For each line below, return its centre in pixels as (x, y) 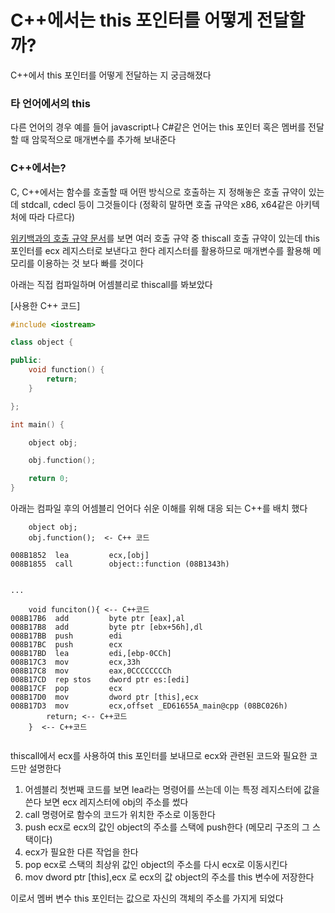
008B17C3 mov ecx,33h (75, 662)
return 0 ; (49, 479)
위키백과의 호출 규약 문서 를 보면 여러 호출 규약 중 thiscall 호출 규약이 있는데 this (165, 238)
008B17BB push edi (66, 636)
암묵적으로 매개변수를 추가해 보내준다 (104, 140)
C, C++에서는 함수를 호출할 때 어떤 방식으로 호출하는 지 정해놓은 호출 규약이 (158, 192)
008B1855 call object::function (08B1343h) (120, 564)
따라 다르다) (52, 217)
